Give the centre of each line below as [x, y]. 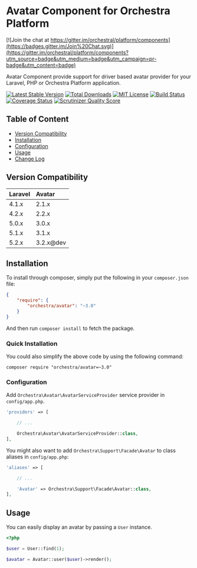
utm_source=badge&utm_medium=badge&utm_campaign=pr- [81, 59]
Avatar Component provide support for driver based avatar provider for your [99, 76]
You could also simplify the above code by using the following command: [95, 357]
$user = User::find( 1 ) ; [35, 549]
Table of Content [37, 119]
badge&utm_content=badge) [41, 65]
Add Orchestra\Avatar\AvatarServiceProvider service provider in [86, 395]
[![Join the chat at [28, 40]
